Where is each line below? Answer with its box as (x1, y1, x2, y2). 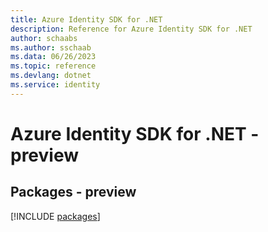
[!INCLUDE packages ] (10, 210, 101, 222)
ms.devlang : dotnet (10, 71, 92, 81)
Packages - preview (10, 184, 137, 201)
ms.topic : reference (10, 61, 97, 71)
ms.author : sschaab (10, 42, 92, 53)
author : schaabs (10, 33, 78, 43)
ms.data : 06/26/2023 (10, 52, 97, 62)
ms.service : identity (10, 80, 101, 90)
